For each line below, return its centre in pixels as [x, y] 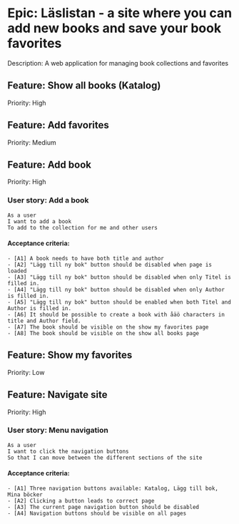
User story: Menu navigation [58, 431]
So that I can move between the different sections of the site [105, 458]
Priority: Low [26, 372]
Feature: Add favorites [58, 125]
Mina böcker [25, 495]
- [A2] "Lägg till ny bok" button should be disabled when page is [110, 264]
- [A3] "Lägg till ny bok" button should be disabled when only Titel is [119, 277]
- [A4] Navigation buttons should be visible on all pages [97, 513]
